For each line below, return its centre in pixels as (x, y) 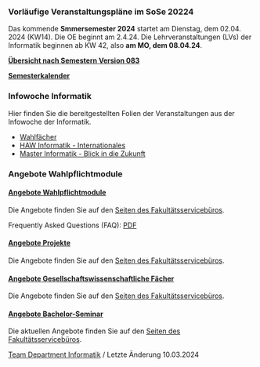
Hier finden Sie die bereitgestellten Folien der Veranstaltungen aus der (121, 113)
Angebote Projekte (40, 243)
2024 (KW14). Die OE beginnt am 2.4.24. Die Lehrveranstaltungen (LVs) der (130, 37)
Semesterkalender (39, 76)
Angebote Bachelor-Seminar (56, 314)
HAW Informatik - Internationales (72, 145)
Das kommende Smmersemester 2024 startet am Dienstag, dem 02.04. (125, 29)
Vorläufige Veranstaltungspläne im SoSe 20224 (101, 12)
